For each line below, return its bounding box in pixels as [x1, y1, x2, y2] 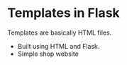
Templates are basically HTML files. [7, 28, 112, 37]
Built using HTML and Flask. [17, 42, 100, 50]
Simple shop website [17, 49, 79, 58]
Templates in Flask [7, 5, 121, 21]
